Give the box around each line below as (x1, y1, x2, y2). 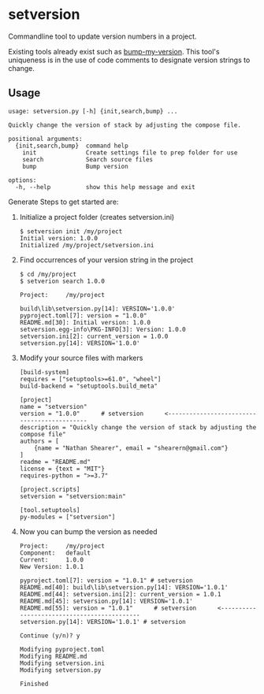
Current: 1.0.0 (19, 555, 84, 564)
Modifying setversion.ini (19, 659, 105, 667)
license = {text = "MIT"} (19, 465, 105, 473)
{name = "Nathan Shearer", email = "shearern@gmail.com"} (34, 443, 229, 452)
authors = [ (19, 437, 59, 445)
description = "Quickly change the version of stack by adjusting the (19, 423, 257, 431)
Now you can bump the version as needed (19, 526, 158, 536)
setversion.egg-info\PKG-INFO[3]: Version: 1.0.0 (19, 325, 187, 333)
